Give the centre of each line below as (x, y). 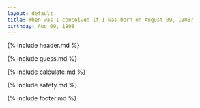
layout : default (30, 13)
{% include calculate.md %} (46, 72)
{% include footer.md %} (42, 98)
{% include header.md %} (43, 46)
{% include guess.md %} (42, 59)
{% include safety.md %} (42, 85)
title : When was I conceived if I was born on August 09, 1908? (100, 20)
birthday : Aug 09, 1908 (41, 26)
